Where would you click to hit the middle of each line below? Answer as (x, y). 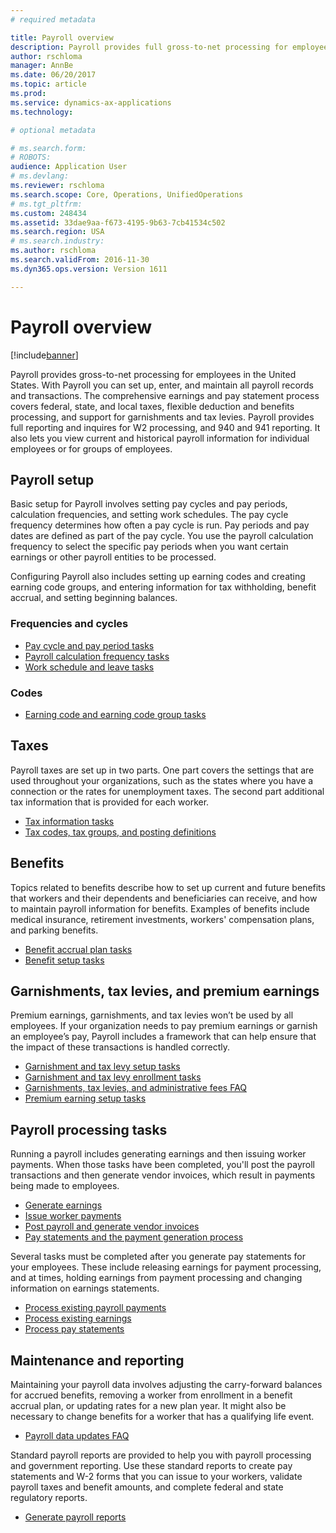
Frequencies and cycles (69, 624)
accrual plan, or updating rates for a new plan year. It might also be (148, 1406)
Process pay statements (74, 1329)
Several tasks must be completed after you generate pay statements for (158, 1257)
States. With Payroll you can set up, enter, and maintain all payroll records (162, 385)
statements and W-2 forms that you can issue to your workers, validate (156, 1477)
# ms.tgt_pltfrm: (46, 204)
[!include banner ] (44, 355)
